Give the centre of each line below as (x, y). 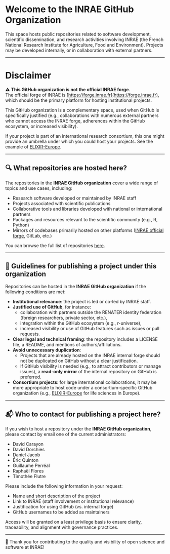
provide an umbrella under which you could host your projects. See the (79, 141)
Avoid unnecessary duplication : (47, 350)
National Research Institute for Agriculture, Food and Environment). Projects (84, 45)
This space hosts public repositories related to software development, (78, 34)
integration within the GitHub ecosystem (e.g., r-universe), (81, 323)
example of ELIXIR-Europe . (33, 147)
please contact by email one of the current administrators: (66, 434)
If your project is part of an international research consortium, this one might (85, 136)
